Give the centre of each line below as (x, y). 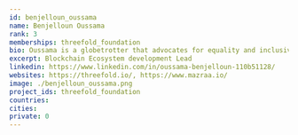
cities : (24, 108)
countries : (29, 100)
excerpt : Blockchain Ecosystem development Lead (101, 59)
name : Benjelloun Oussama (57, 26)
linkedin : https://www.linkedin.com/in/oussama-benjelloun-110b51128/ (142, 67)
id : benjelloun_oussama (53, 17)
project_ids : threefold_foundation (75, 91)
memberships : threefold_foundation (75, 42)
